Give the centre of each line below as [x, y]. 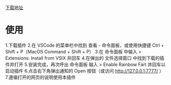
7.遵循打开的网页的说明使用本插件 [41, 77]
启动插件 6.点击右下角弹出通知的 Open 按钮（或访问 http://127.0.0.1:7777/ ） [85, 71]
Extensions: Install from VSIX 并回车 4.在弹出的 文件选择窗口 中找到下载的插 [85, 58]
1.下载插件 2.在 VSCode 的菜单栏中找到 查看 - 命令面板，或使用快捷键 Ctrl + [85, 45]
